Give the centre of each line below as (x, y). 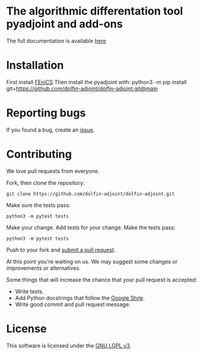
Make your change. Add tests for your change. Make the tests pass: (91, 227)
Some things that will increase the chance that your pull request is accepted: (102, 279)
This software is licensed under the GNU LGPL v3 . (69, 345)
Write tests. (29, 291)
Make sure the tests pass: (38, 205)
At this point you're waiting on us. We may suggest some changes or (92, 261)
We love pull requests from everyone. (53, 171)
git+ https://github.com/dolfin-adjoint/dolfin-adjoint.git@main (82, 88)
